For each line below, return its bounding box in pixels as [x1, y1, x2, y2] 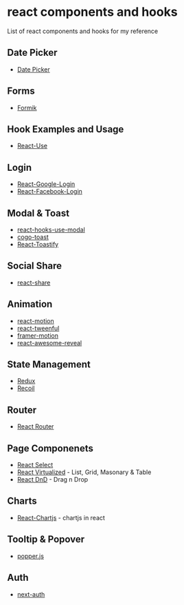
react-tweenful [16, 324, 60, 332]
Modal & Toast [7, 207, 70, 219]
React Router [16, 422, 54, 431]
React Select [16, 461, 54, 469]
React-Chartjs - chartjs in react [16, 513, 105, 522]
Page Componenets [7, 442, 94, 454]
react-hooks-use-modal [16, 225, 86, 234]
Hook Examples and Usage [7, 123, 124, 135]
